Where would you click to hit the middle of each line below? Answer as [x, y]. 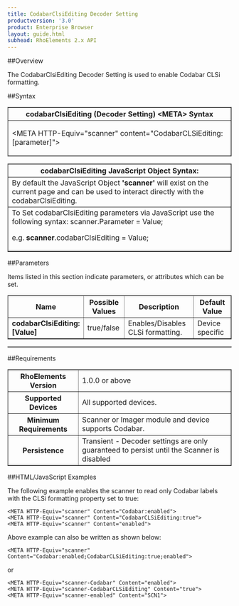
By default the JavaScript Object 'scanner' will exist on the [110, 183]
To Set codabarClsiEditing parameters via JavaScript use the [113, 213]
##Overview [26, 61]
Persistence [43, 450]
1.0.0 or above [106, 380]
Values [104, 311]
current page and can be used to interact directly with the [108, 192]
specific [211, 333]
